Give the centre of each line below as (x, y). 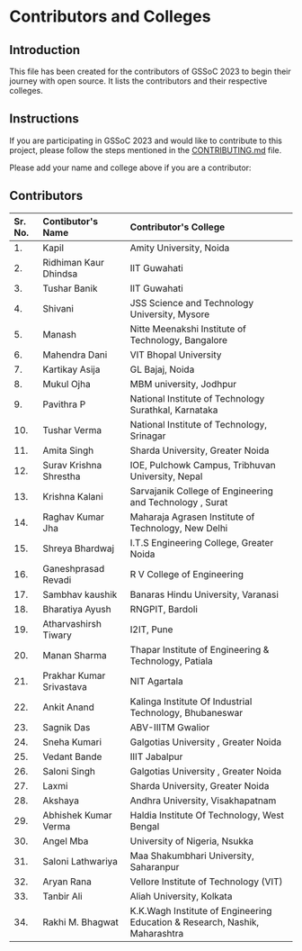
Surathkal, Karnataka (174, 410)
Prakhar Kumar (74, 675)
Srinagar (148, 436)
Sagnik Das (67, 727)
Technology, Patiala (171, 661)
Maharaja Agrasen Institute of (192, 517)
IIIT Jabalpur (156, 756)
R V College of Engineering (187, 574)
